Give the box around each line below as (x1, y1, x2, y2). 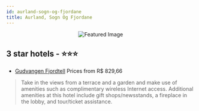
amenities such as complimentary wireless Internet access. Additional (20, 85, 194, 92)
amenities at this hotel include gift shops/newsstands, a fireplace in (20, 92, 188, 99)
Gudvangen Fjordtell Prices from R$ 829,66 (14, 67, 123, 75)
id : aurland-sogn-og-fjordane (6, 8, 82, 15)
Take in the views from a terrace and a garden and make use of (20, 79, 178, 87)
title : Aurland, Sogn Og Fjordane (6, 14, 93, 20)
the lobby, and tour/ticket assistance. (20, 98, 113, 105)
